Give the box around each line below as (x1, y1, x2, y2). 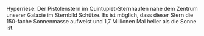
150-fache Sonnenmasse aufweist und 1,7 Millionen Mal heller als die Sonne (6, 18, 197, 25)
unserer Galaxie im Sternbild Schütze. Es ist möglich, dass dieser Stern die (6, 11, 194, 19)
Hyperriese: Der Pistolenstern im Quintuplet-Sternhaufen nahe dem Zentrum (6, 5, 198, 12)
